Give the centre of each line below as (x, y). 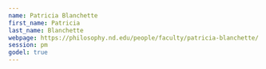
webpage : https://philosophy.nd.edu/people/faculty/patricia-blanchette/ (134, 38)
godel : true (28, 52)
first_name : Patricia (44, 23)
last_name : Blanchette (46, 30)
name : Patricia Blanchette (53, 15)
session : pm (28, 45)
